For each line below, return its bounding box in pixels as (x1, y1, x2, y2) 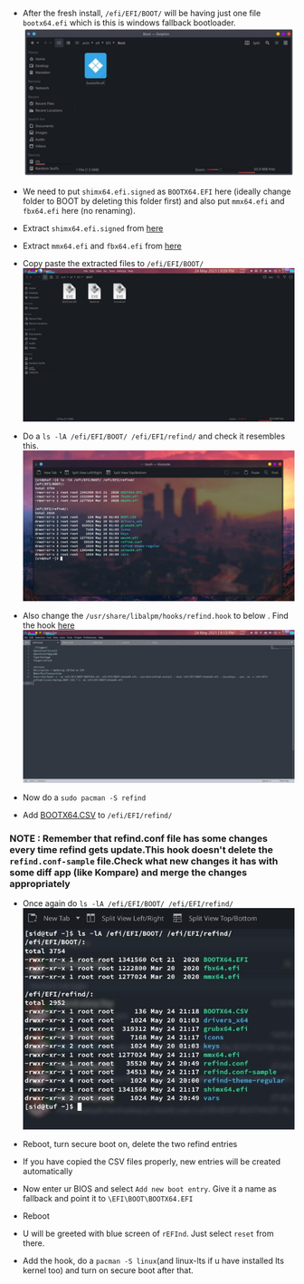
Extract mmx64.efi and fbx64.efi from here (22, 240, 183, 252)
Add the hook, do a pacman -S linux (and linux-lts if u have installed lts (22, 1255, 285, 1267)
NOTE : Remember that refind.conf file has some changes (9, 832, 269, 845)
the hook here (22, 620, 75, 631)
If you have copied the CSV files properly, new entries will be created (22, 1156, 281, 1167)
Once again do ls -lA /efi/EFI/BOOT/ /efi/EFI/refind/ (22, 898, 233, 909)
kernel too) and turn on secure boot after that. (22, 1265, 195, 1276)
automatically (22, 1166, 73, 1177)
